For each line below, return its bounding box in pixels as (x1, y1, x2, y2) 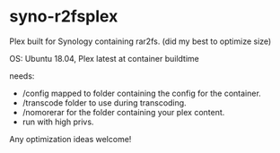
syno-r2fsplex (9, 6, 118, 27)
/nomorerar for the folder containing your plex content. (22, 106, 225, 117)
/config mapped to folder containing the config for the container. (22, 88, 262, 98)
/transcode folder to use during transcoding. (22, 97, 187, 108)
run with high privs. (22, 116, 94, 127)
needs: (9, 70, 35, 81)
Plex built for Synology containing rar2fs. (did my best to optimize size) (9, 36, 272, 47)
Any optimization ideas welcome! (9, 133, 132, 144)
